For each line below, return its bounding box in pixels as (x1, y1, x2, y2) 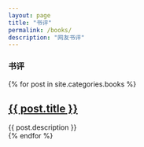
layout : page (8, 11, 51, 20)
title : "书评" (8, 19, 53, 27)
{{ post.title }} (8, 101, 79, 115)
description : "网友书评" (8, 33, 85, 42)
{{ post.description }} (8, 123, 77, 132)
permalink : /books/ (8, 26, 72, 34)
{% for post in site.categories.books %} (8, 79, 136, 89)
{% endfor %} (8, 131, 54, 141)
